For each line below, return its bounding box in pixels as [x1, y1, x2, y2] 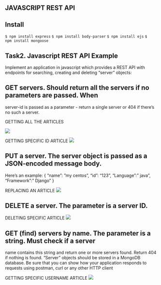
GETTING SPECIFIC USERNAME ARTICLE [5, 275, 88, 281]
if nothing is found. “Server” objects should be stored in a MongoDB [5, 255, 141, 261]
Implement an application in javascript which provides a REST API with [5, 65, 145, 70]
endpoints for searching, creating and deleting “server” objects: [5, 70, 132, 76]
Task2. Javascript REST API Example [5, 51, 118, 60]
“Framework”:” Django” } [5, 177, 54, 184]
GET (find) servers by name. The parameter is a [5, 229, 151, 237]
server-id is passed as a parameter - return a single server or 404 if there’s [5, 104, 155, 110]
